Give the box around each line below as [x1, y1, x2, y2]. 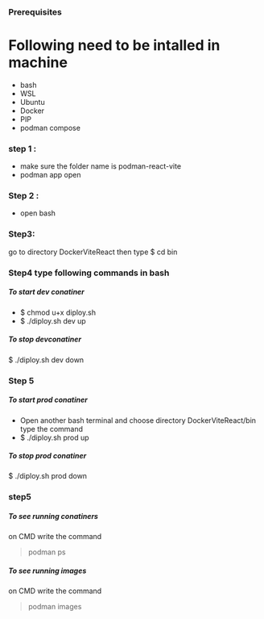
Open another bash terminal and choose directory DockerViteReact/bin [19, 415, 256, 425]
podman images [27, 602, 82, 612]
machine [8, 53, 68, 72]
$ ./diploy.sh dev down [8, 354, 85, 365]
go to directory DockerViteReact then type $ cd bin [8, 247, 178, 257]
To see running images [8, 566, 87, 575]
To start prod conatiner [8, 395, 89, 405]
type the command [19, 424, 83, 433]
